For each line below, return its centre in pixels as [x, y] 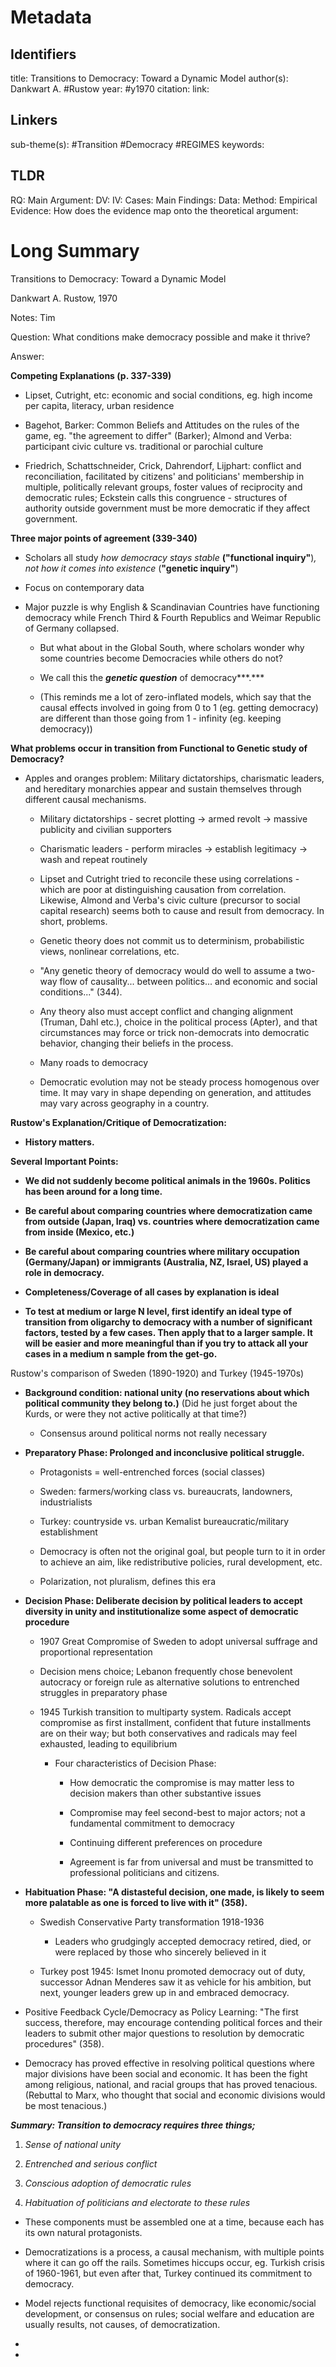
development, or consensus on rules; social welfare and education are [169, 2313]
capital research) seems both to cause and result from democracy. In [182, 910]
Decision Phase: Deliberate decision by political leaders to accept [163, 1600]
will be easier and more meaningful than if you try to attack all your [166, 1343]
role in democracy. [64, 1272]
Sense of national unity [73, 2144]
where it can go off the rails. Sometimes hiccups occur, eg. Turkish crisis [174, 2262]
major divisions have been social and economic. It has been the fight [166, 2073]
